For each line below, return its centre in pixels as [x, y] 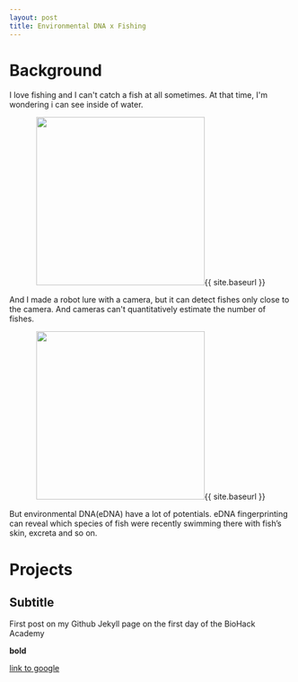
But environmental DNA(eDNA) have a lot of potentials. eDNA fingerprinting [149, 514]
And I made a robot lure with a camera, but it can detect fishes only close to [149, 300]
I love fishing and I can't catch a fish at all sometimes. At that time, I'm [138, 95]
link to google [35, 669]
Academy [27, 634]
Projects [41, 569]
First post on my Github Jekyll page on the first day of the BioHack [132, 624]
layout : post [34, 17]
